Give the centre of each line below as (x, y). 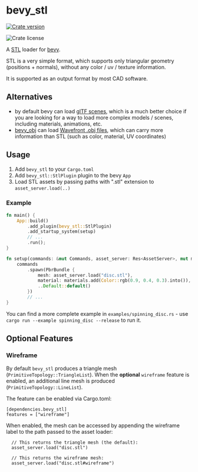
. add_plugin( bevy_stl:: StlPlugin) (70, 226)
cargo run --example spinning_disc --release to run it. (74, 320)
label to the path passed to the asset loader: (60, 431)
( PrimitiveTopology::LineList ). (44, 387)
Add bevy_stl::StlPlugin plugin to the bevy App (73, 175)
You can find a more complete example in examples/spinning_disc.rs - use (97, 313)
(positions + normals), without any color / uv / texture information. (86, 67)
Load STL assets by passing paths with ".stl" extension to (84, 181)
